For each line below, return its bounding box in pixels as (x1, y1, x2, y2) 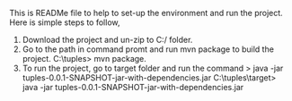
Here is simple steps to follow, (9, 17, 120, 28)
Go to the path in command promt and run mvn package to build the (22, 44, 274, 55)
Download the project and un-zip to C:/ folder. (22, 35, 193, 45)
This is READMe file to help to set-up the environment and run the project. (9, 8, 283, 18)
